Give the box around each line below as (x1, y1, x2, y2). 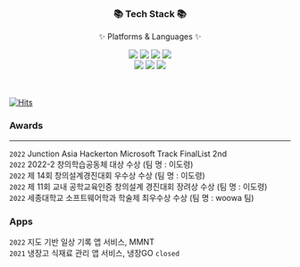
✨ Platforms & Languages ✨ (98, 31, 202, 42)
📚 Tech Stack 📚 (112, 7, 187, 20)
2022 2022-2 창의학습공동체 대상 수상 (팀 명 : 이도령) (9, 159, 194, 170)
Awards (9, 120, 44, 132)
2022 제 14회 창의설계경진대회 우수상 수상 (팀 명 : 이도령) (9, 170, 205, 180)
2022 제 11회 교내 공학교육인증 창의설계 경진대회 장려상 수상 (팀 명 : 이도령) (9, 181, 268, 192)
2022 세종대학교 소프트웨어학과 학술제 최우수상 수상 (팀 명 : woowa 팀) (9, 192, 254, 203)
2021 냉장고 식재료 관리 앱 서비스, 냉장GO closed (9, 247, 180, 258)
